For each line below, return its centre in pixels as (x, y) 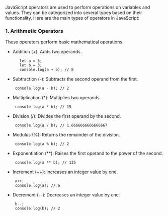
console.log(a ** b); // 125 (46, 163)
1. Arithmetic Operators (34, 31)
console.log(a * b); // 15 (43, 107)
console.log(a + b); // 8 (47, 70)
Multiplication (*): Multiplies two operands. (57, 98)
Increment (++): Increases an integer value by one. (65, 172)
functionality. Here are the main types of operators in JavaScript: (72, 18)
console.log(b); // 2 (37, 208)
